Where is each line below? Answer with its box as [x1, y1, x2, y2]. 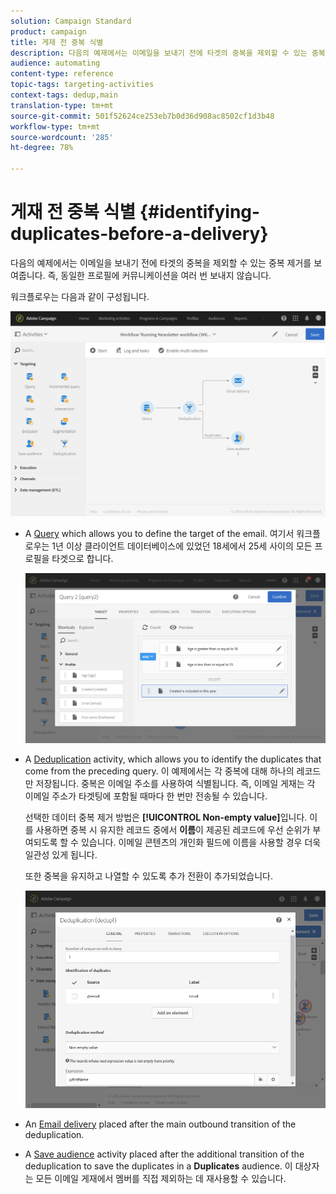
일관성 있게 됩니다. [24, 848, 98, 860]
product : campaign [10, 26, 87, 37]
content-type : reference [10, 69, 114, 79]
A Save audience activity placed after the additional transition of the [24, 1148, 305, 1160]
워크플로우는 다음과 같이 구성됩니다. [10, 290, 150, 302]
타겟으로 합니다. [51, 553, 114, 565]
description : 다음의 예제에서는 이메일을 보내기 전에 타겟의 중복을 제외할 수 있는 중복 [10, 48, 326, 58]
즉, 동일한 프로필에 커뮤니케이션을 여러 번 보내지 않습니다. [47, 269, 272, 281]
